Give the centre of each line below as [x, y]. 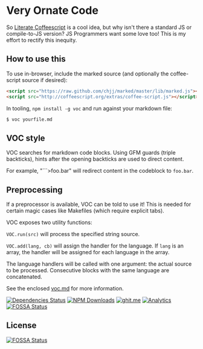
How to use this [36, 59]
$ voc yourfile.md [29, 119]
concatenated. [24, 277]
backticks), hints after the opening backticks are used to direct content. [95, 159]
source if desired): [45, 80]
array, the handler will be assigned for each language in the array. [88, 252]
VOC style [26, 138]
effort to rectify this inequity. [42, 40]
